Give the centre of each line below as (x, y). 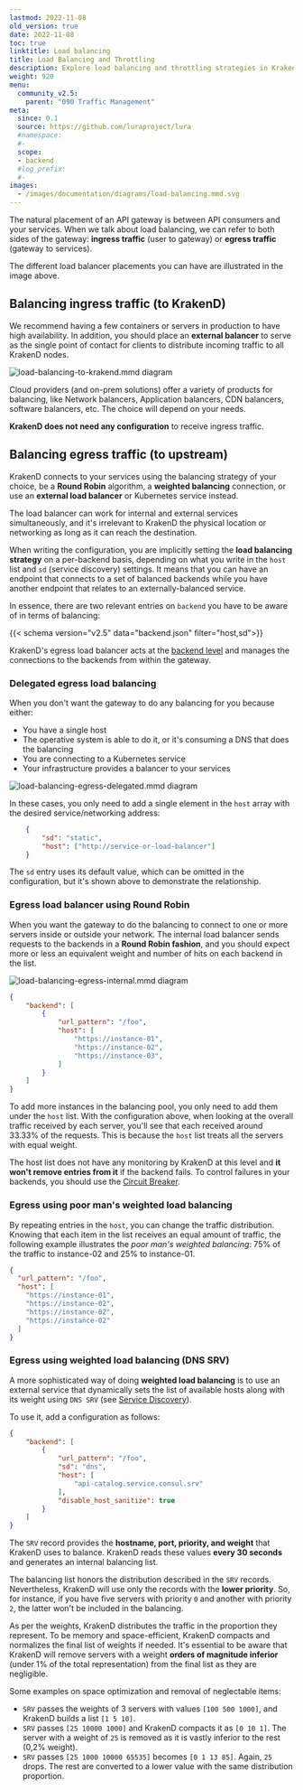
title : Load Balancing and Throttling (82, 60)
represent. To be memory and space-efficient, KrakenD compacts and (140, 1636)
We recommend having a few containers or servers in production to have (145, 325)
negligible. (28, 1674)
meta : (19, 110)
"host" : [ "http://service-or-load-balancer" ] (129, 846)
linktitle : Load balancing (60, 51)
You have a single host (64, 730)
